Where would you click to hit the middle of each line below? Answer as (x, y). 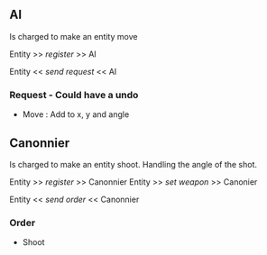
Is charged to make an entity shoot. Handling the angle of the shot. (133, 164)
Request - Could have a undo (74, 95)
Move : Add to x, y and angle (76, 114)
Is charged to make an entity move (74, 36)
